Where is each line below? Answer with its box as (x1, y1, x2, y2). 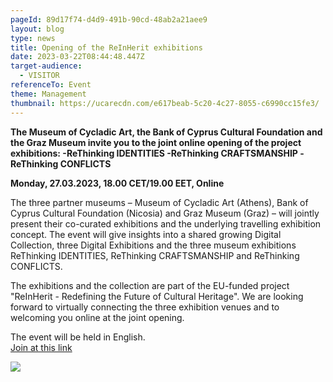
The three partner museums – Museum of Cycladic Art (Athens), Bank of (10, 196, 309, 208)
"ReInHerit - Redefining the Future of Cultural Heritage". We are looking (10, 290, 304, 302)
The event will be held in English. (10, 331, 146, 343)
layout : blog (10, 24, 65, 34)
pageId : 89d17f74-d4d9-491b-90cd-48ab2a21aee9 (10, 14, 208, 25)
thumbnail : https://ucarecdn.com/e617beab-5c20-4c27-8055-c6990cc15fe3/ (10, 98, 320, 108)
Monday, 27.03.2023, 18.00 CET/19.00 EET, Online (10, 177, 225, 189)
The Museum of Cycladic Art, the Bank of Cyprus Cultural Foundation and (10, 126, 323, 138)
